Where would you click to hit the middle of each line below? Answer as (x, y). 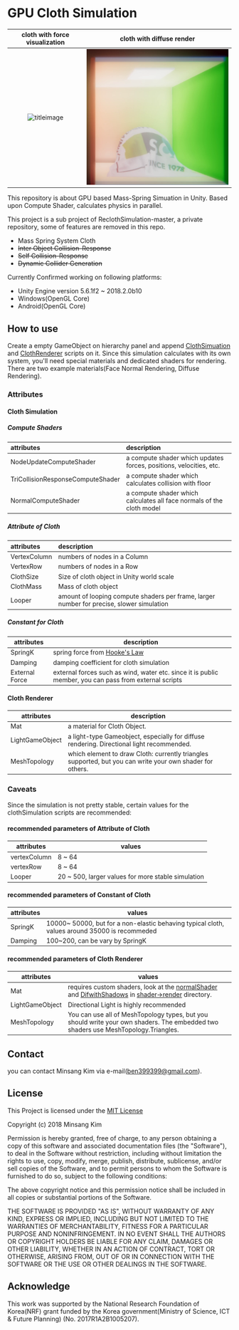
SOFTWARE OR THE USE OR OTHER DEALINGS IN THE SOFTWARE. (107, 1264)
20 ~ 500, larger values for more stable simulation (131, 876)
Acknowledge (39, 1287)
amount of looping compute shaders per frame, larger (137, 597)
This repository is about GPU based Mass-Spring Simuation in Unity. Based (117, 198)
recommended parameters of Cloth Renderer (75, 958)
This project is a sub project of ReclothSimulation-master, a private (105, 219)
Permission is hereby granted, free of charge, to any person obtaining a (112, 1138)
